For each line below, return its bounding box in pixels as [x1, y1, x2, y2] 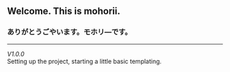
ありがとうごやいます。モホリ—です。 [7, 27, 132, 37]
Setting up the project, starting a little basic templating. [7, 57, 162, 65]
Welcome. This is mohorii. [7, 5, 121, 17]
